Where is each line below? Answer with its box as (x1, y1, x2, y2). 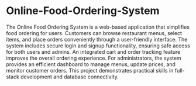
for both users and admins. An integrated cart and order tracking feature (6, 48, 181, 55)
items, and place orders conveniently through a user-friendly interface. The (6, 36, 188, 43)
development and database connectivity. (20, 73, 119, 80)
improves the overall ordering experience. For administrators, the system (6, 54, 181, 61)
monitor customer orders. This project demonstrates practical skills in (6, 67, 174, 74)
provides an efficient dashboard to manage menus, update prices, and (6, 60, 176, 68)
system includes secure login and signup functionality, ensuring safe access (6, 42, 190, 49)
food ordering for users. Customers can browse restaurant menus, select (6, 29, 183, 36)
